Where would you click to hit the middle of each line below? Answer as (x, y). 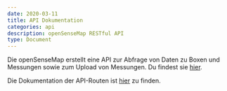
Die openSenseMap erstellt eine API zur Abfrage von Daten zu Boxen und (113, 59)
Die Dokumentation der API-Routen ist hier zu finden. (84, 80)
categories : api (31, 27)
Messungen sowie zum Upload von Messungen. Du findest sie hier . (105, 67)
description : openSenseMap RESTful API (66, 33)
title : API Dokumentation (45, 20)
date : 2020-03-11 (33, 14)
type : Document (30, 40)
